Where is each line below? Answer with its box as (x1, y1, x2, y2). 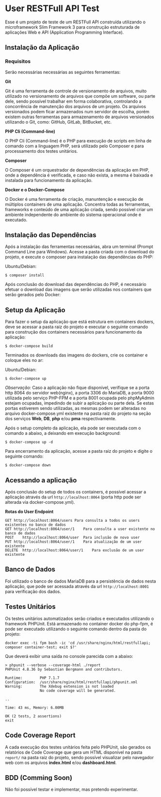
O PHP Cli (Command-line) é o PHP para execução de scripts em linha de (5, 138, 152, 143)
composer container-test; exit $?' (5, 645, 77, 650)
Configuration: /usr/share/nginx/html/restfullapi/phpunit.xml (5, 679, 138, 685)
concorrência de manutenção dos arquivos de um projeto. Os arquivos (5, 103, 146, 109)
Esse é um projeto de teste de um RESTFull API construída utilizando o (5, 19, 146, 25)
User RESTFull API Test (5, 3, 99, 14)
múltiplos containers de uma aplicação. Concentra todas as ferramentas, (5, 201, 150, 207)
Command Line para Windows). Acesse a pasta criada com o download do (5, 249, 154, 255)
